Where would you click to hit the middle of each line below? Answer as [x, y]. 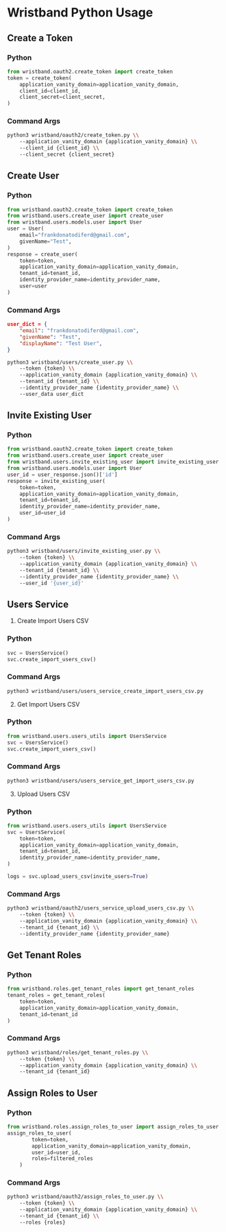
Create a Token [40, 38]
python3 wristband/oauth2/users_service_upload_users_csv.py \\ [101, 908]
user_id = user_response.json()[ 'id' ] [62, 475]
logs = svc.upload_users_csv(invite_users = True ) [78, 877]
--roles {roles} [43, 1222]
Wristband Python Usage [80, 13]
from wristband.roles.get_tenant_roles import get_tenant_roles [101, 989]
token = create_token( [39, 78]
